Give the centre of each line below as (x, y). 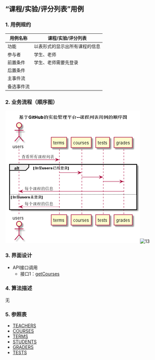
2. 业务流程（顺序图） (32, 102)
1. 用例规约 (18, 25)
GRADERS (23, 347)
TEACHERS (24, 326)
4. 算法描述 (19, 288)
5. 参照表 (16, 314)
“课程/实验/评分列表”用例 (45, 9)
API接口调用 (25, 267)
